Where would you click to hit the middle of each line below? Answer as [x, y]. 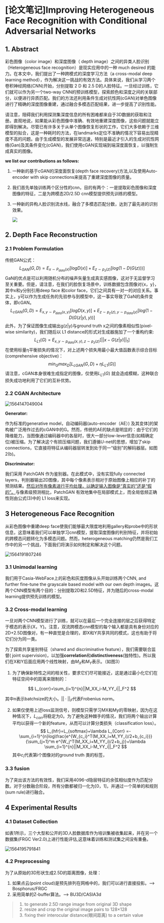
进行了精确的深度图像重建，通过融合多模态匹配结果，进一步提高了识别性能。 [82, 104]
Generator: [16, 413]
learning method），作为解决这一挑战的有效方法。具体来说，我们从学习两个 [80, 80]
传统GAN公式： [20, 260]
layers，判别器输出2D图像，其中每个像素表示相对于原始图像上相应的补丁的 [80, 480]
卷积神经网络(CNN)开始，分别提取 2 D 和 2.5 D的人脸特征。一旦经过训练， [80, 86]
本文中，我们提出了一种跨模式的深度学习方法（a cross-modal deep [85, 73]
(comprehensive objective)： [34, 356]
